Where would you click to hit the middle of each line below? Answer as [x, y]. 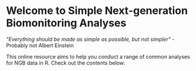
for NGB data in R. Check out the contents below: [66, 63]
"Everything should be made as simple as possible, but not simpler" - [90, 39]
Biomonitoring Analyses [66, 23]
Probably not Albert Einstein [40, 45]
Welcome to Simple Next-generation [97, 11]
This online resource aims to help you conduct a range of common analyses [98, 56]
